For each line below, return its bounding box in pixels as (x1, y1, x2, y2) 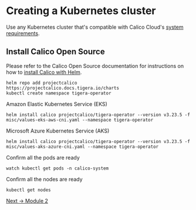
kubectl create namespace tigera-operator (6, 90, 111, 96)
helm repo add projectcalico (6, 80, 77, 86)
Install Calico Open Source (6, 47, 105, 57)
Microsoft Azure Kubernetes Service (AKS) (6, 127, 110, 134)
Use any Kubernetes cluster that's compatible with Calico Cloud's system (6, 23, 184, 31)
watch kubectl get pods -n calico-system (6, 165, 109, 171)
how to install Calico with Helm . (6, 69, 82, 76)
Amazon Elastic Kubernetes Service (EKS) (6, 100, 107, 107)
